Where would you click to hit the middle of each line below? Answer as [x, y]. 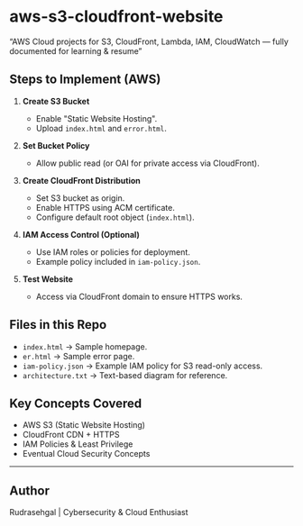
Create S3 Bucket [56, 101]
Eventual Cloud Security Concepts [86, 454]
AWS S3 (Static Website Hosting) [84, 425]
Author [29, 490]
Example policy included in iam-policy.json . [118, 261]
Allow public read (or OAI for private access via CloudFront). [147, 163]
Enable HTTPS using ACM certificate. [106, 207]
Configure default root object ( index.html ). [115, 217]
